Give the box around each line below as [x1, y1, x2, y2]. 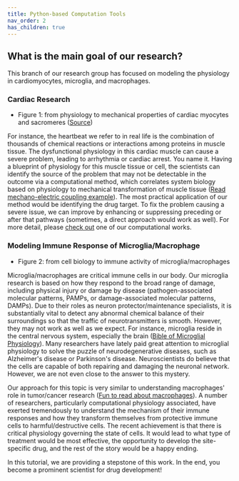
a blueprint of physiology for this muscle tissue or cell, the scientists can [7, 162, 220, 171]
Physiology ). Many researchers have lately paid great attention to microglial [7, 339, 230, 348]
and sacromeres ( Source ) [17, 118, 93, 127]
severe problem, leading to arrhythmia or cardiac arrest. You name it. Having [7, 155, 233, 163]
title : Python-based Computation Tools [7, 10, 126, 18]
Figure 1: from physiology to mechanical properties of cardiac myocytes [17, 111, 229, 119]
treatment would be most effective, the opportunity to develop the [7, 436, 201, 445]
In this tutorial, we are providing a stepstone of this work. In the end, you [7, 457, 220, 466]
